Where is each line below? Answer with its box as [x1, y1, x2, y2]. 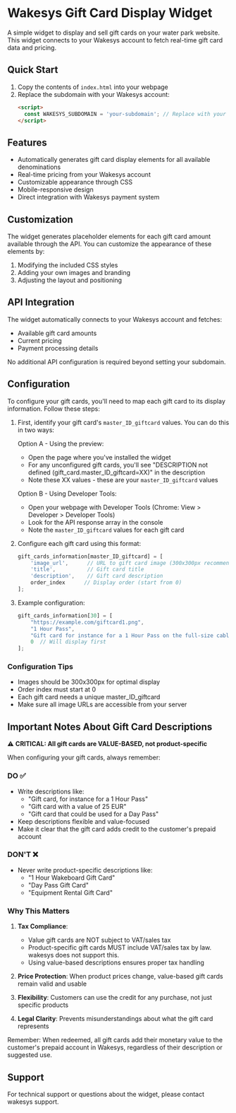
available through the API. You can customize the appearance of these [7, 240, 212, 248]
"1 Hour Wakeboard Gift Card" [27, 873, 116, 882]
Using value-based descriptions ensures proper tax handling [27, 958, 204, 967]
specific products [17, 1001, 69, 1009]
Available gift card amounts [17, 329, 97, 337]
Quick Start [7, 64, 58, 76]
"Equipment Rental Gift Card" [27, 888, 113, 897]
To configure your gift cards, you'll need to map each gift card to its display [7, 397, 225, 405]
